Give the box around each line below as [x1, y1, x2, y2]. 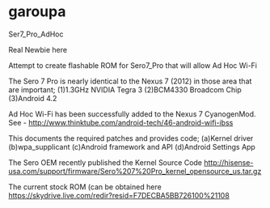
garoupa [8, 2, 66, 21]
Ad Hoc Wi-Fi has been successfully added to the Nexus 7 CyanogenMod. [8, 108, 256, 119]
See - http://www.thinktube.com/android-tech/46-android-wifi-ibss [8, 117, 234, 127]
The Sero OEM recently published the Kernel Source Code [8, 157, 203, 168]
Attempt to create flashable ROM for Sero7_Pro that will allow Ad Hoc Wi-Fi [8, 60, 257, 70]
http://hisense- [203, 157, 254, 168]
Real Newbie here [8, 45, 67, 54]
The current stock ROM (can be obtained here [8, 181, 162, 192]
